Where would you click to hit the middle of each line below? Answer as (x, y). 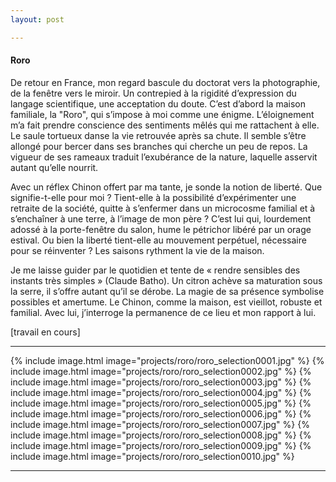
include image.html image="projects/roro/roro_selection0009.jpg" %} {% (161, 445)
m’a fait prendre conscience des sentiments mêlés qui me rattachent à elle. (165, 125)
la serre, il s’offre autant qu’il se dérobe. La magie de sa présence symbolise (167, 291)
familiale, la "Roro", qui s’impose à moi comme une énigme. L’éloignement (162, 114)
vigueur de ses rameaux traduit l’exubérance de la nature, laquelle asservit (164, 157)
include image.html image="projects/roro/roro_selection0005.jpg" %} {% (161, 403)
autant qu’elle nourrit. (54, 167)
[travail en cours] (45, 332)
